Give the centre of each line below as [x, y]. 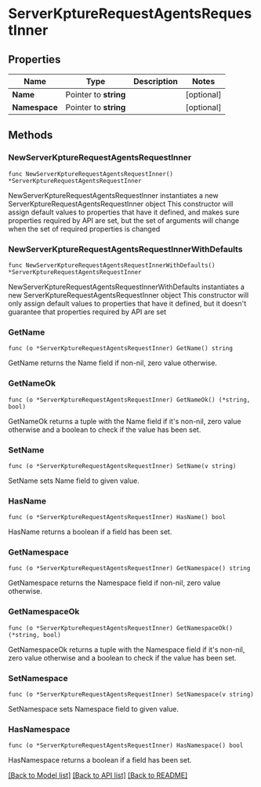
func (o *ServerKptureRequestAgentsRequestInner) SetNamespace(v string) [131, 695]
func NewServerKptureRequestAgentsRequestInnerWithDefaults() [112, 265]
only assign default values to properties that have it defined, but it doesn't [127, 303]
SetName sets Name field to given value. [74, 481]
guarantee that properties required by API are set [87, 312]
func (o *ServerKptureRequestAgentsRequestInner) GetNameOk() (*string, [129, 400]
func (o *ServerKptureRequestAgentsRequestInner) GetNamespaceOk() [121, 628]
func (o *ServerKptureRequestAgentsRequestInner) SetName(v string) [122, 466]
